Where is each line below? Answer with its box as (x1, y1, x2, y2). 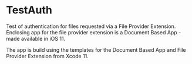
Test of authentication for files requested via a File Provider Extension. (6, 23, 176, 30)
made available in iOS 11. (6, 35, 66, 42)
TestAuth (6, 3, 53, 17)
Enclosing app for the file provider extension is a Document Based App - (6, 29, 181, 35)
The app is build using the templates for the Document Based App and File (6, 46, 186, 53)
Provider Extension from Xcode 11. (6, 52, 89, 59)
